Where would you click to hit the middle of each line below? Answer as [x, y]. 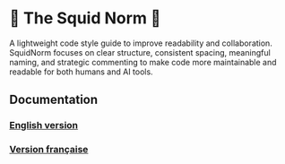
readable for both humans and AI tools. [82, 72]
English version [44, 125]
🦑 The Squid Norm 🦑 [85, 18]
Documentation [54, 100]
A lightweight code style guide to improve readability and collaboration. [141, 43]
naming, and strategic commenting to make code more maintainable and [143, 62]
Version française [49, 150]
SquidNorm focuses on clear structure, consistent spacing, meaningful [140, 52]
